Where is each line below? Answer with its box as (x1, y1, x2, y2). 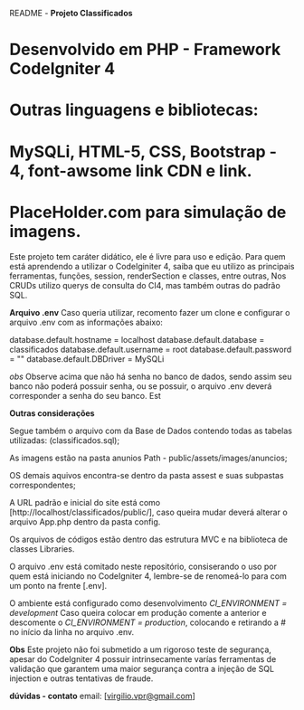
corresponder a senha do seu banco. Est (9, 390, 161, 401)
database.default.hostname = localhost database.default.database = (9, 334, 265, 345)
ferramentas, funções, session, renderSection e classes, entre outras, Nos (9, 270, 287, 281)
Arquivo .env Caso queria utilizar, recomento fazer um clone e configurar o (9, 307, 290, 317)
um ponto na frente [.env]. (9, 580, 108, 591)
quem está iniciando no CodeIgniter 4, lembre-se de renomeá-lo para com (9, 570, 287, 582)
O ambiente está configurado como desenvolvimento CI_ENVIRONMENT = (9, 597, 288, 609)
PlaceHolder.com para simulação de (9, 202, 287, 222)
